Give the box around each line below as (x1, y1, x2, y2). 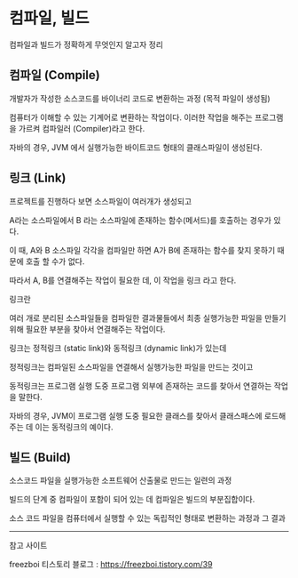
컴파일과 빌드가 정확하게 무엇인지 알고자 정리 (9, 39, 164, 50)
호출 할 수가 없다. (25, 255, 85, 267)
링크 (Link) (9, 171, 67, 186)
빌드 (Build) (9, 450, 72, 465)
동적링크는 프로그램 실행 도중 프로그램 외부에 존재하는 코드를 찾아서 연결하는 (9, 380, 272, 391)
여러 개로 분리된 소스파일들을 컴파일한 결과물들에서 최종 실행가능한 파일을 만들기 (9, 312, 286, 323)
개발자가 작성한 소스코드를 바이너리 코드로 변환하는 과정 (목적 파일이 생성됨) (9, 92, 271, 103)
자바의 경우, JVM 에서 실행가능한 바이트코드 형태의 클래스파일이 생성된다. (9, 141, 263, 152)
